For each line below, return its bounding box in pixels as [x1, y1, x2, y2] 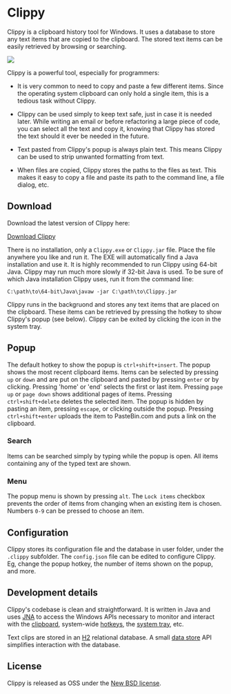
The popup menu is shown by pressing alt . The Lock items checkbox [7, 492, 205, 500]
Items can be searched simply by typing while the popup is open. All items [7, 451, 219, 460]
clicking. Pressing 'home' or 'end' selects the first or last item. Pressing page [7, 382, 223, 391]
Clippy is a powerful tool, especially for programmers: [7, 68, 160, 76]
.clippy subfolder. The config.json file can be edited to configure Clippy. [7, 552, 216, 560]
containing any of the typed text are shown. [7, 459, 131, 467]
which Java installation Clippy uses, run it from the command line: [7, 274, 194, 283]
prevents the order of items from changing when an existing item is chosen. [7, 500, 222, 508]
